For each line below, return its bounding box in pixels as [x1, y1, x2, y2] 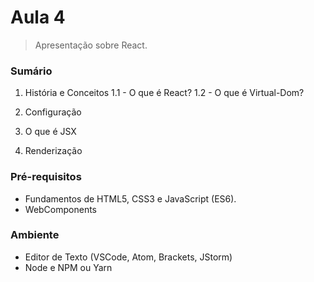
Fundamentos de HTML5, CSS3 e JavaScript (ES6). [24, 192, 237, 205]
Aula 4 [10, 6, 66, 29]
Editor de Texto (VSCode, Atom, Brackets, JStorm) [24, 251, 233, 263]
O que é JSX [24, 126, 77, 138]
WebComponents [24, 203, 98, 215]
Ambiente [10, 228, 60, 242]
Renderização [24, 145, 83, 157]
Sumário [10, 64, 53, 78]
